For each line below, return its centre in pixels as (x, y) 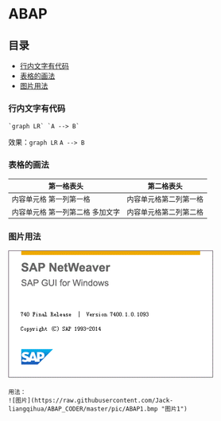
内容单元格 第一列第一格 (51, 199)
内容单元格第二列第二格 (165, 211)
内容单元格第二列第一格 (165, 199)
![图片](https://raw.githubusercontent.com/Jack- (91, 401)
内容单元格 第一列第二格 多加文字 (66, 211)
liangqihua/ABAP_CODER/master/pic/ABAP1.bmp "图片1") (98, 409)
